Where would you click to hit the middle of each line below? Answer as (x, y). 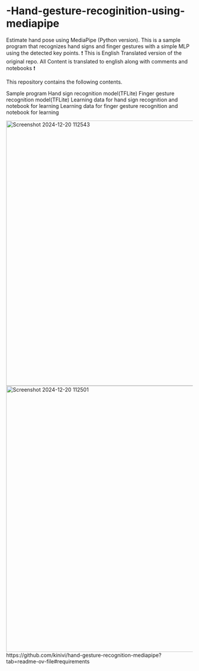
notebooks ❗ (21, 68)
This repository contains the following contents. (64, 82)
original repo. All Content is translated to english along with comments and (97, 61)
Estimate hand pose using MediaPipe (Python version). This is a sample (93, 40)
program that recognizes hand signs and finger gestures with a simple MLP (98, 46)
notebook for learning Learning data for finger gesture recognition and (92, 106)
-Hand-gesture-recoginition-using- (96, 11)
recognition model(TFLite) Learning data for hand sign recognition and (92, 100)
